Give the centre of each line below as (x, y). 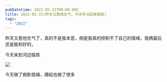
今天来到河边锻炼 (23, 55)
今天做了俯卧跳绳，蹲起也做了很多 (40, 75)
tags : (11, 19)
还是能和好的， (20, 44)
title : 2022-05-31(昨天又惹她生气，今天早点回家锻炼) (56, 14)
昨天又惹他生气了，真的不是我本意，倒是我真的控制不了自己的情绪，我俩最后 (83, 38)
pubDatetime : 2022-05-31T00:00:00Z (42, 10)
